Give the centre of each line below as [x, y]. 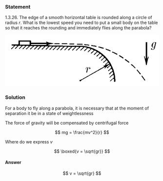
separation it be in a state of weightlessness [49, 113]
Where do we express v [29, 142]
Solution [15, 97]
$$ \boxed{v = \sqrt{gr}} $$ [82, 151]
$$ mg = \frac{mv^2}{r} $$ [82, 132]
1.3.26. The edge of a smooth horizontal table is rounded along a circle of [79, 18]
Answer [13, 162]
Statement [18, 7]
